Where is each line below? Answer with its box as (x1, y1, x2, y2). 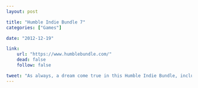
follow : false (16, 62, 51, 68)
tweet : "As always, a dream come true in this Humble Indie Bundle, (6, 73, 178, 79)
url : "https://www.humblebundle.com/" (16, 51, 112, 57)
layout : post (6, 8, 38, 15)
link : (6, 46, 19, 52)
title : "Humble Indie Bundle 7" (6, 19, 85, 25)
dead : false (16, 57, 46, 63)
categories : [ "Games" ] (6, 25, 62, 31)
